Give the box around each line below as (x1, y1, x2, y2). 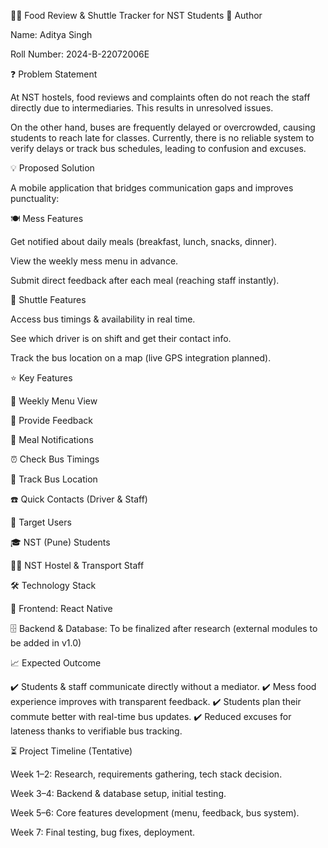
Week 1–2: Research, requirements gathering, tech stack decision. (10, 768, 283, 780)
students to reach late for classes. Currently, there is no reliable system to (10, 132, 315, 144)
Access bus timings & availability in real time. (10, 313, 196, 325)
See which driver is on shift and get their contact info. (10, 333, 232, 344)
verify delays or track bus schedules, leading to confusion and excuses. (10, 143, 307, 154)
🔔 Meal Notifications (10, 434, 94, 445)
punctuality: (10, 193, 60, 204)
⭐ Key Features (10, 372, 73, 384)
